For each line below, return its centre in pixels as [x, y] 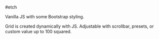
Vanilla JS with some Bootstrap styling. [45, 17]
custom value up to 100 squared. [38, 31]
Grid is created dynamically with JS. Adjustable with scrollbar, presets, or [79, 26]
